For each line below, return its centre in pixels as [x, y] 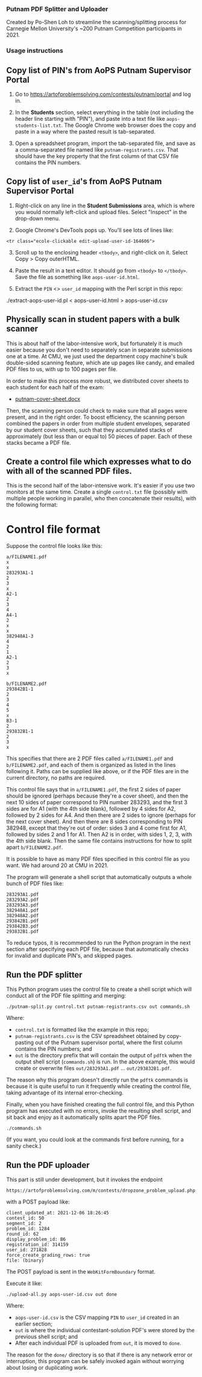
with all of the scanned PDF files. [69, 471]
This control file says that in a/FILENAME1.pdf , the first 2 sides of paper [93, 790]
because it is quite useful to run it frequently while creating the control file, [99, 1086]
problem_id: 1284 [28, 1229]
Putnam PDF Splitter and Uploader [57, 9]
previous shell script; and [46, 1337]
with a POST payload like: [38, 1202]
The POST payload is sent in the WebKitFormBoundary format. [81, 1272]
